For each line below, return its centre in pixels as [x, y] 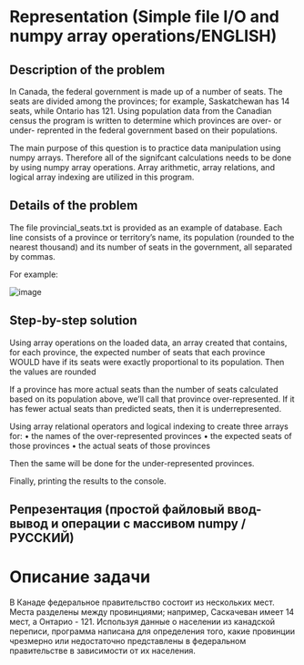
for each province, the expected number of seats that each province [137, 352]
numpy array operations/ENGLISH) [143, 36]
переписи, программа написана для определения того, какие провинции [152, 631]
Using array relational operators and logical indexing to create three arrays [149, 426]
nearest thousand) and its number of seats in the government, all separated [151, 247]
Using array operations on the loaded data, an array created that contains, [148, 343]
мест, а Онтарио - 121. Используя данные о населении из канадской [142, 621]
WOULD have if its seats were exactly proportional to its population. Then [147, 362]
